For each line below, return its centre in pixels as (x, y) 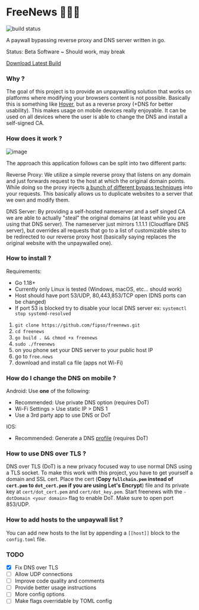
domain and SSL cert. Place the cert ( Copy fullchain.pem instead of (90, 479)
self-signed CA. (25, 123)
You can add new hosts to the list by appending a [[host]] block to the (93, 533)
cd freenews (29, 331)
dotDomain (18, 499)
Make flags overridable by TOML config (63, 601)
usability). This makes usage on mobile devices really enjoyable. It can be (96, 111)
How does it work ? (34, 139)
